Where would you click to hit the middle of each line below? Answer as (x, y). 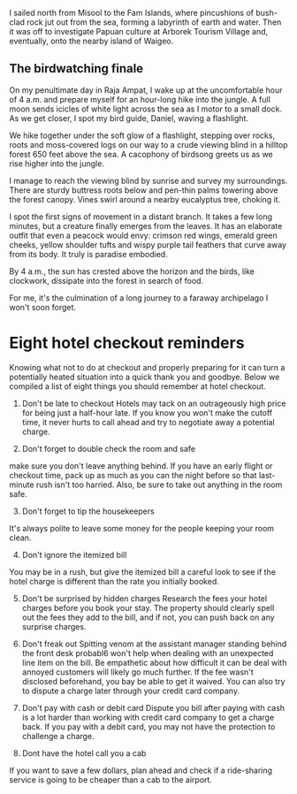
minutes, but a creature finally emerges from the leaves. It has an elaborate (146, 225)
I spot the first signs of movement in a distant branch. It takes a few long (141, 217)
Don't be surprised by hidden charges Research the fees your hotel (145, 598)
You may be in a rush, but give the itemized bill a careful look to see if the (143, 572)
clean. (20, 538)
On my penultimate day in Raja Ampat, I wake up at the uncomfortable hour (146, 90)
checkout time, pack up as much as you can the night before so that (133, 475)
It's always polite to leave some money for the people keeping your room (142, 528)
